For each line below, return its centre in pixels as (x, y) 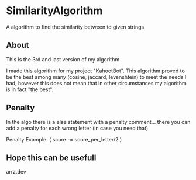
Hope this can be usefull (51, 157)
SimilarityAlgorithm (54, 11)
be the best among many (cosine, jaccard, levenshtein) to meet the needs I (96, 77)
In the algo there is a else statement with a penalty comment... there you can (98, 122)
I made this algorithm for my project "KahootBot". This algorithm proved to (96, 71)
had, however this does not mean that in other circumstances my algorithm (97, 83)
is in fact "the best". (30, 89)
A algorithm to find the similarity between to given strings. (76, 27)
